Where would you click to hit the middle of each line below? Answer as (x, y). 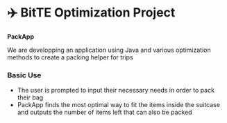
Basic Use (24, 75)
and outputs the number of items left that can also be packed (104, 112)
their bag (30, 97)
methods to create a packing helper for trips (70, 57)
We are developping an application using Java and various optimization (109, 50)
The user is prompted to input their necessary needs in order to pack (116, 91)
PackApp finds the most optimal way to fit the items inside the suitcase (119, 105)
